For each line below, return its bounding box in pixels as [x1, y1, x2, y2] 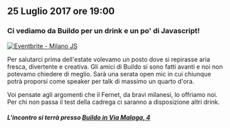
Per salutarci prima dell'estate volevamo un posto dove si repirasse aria [7, 55, 211, 63]
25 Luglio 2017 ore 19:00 [7, 6, 115, 17]
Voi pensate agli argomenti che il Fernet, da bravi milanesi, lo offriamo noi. [7, 90, 218, 98]
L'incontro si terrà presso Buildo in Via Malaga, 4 [7, 114, 151, 122]
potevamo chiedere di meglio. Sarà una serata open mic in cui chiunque [7, 70, 212, 78]
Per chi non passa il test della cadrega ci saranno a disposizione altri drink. [7, 98, 220, 106]
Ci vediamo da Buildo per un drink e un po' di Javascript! [7, 26, 200, 36]
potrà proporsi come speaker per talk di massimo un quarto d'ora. [7, 77, 195, 85]
